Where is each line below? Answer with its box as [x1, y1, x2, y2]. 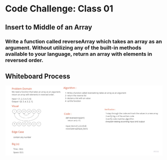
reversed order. [5, 56, 44, 63]
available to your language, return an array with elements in [5, 50, 153, 57]
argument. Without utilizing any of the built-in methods [5, 44, 142, 51]
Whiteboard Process [5, 72, 71, 80]
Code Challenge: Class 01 [5, 3, 114, 14]
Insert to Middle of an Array [5, 23, 92, 31]
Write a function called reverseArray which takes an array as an [5, 38, 162, 45]
